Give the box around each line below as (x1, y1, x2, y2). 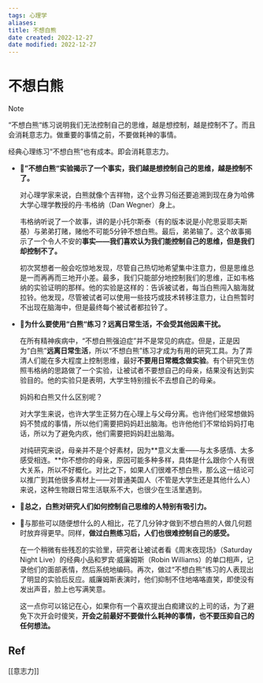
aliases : (8, 19, 37, 27)
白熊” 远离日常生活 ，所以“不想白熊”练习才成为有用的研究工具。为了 (29, 346, 246, 356)
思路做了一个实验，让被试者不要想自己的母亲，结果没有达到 (54, 366, 248, 375)
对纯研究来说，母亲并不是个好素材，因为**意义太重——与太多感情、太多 (19, 446, 254, 455)
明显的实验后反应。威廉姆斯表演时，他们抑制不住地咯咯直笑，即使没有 (26, 575, 254, 584)
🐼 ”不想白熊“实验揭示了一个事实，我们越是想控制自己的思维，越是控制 (19, 163, 246, 174)
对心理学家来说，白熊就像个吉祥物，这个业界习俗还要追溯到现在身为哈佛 (19, 190, 254, 200)
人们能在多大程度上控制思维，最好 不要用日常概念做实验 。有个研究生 (26, 356, 248, 365)
